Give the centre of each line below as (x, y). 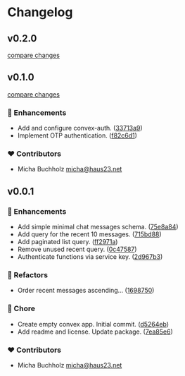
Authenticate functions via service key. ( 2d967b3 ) (90, 257)
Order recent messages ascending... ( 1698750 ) (86, 291)
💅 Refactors (27, 275)
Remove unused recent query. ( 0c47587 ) (77, 249)
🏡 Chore (21, 309)
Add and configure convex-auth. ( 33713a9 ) (80, 128)
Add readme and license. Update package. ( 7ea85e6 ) (95, 332)
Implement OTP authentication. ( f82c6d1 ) (77, 135)
